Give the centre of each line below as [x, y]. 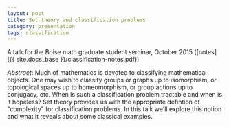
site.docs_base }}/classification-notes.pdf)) [78, 60]
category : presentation [41, 26]
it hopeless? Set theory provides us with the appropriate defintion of [104, 102]
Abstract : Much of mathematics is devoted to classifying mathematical [107, 73]
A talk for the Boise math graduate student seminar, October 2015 [100, 52]
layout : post [26, 13]
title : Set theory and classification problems [77, 20]
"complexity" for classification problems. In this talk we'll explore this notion [115, 109]
